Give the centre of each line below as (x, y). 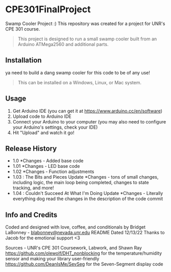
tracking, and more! (33, 188)
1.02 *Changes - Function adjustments (53, 171)
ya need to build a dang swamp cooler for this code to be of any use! (78, 72)
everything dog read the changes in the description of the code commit (88, 199)
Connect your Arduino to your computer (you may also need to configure (89, 121)
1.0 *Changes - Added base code (48, 161)
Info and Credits (31, 215)
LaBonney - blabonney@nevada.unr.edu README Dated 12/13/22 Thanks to (85, 233)
